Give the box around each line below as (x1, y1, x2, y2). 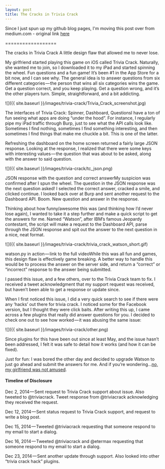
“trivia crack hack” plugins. (5, 458, 60, 464)
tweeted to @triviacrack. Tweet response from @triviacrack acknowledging (5, 394, 159, 400)
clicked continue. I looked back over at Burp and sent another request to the (5, 191, 160, 197)
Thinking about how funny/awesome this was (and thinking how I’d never (5, 205, 153, 211)
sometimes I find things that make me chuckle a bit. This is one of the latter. (5, 131, 159, 136)
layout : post (5, 7, 32, 12)
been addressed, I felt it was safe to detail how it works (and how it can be (5, 341, 156, 347)
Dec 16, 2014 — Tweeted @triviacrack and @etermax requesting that (5, 438, 144, 444)
